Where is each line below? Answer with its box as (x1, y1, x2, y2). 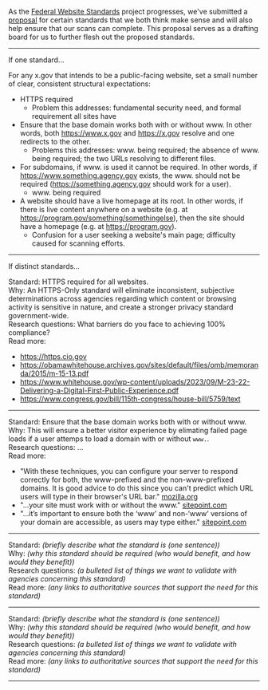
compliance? (8, 328, 50, 337)
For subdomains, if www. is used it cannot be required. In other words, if (19, 163, 258, 172)
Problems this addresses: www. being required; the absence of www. (31, 145, 260, 155)
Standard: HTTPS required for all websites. (8, 277, 149, 286)
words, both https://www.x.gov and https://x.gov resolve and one (19, 128, 235, 138)
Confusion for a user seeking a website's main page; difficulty (31, 231, 236, 239)
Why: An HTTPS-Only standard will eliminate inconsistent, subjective (8, 286, 235, 294)
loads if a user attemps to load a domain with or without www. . (8, 434, 210, 444)
